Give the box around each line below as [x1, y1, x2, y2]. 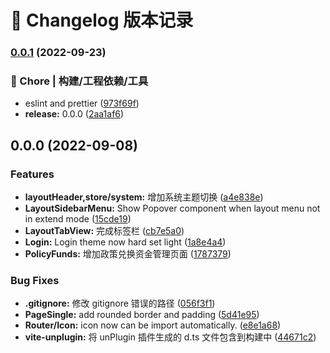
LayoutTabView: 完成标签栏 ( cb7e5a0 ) [24, 225, 185, 237]
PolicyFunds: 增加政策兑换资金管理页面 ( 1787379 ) [24, 248, 232, 260]
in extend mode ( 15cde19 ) [24, 213, 132, 225]
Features [10, 167, 55, 181]
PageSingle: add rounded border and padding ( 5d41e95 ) [24, 309, 260, 321]
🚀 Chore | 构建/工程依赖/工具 [10, 74, 149, 88]
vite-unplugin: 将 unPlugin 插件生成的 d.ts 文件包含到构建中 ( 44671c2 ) [24, 331, 317, 343]
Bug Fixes [10, 274, 60, 288]
